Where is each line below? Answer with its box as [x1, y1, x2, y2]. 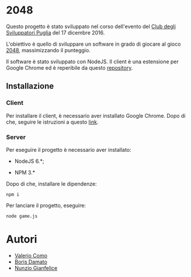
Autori [6, 232, 37, 246]
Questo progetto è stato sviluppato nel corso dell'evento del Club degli [6, 23, 176, 30]
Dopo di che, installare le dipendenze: [6, 180, 98, 187]
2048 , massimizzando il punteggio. [6, 46, 91, 53]
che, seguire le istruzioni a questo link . [6, 118, 99, 125]
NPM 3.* [14, 169, 36, 176]
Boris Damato [14, 258, 48, 265]
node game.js [6, 213, 38, 219]
